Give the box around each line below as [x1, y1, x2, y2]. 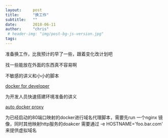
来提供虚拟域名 [5, 127, 37, 133]
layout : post [5, 7, 42, 13]
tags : [5, 36, 17, 42]
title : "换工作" [5, 12, 49, 17]
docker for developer [5, 83, 50, 89]
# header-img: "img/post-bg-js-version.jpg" [7, 31, 104, 36]
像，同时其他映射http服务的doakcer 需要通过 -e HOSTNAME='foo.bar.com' [5, 121, 163, 127]
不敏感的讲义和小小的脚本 [5, 72, 59, 78]
